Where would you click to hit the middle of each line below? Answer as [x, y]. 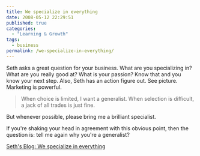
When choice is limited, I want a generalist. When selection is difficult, [107, 98]
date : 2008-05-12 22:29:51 [40, 17]
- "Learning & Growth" [40, 34]
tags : [13, 40]
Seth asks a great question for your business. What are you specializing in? [99, 68]
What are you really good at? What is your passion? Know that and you [94, 74]
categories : [21, 28]
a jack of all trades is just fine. [58, 105]
